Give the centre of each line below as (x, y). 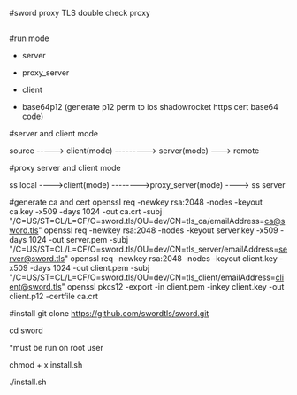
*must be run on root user (56, 348)
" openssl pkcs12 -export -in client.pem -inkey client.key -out (173, 287)
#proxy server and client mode (65, 168)
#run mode (30, 38)
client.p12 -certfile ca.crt (54, 297)
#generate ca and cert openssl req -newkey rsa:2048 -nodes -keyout (136, 202)
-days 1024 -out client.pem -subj (90, 268)
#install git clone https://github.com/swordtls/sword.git (109, 314)
